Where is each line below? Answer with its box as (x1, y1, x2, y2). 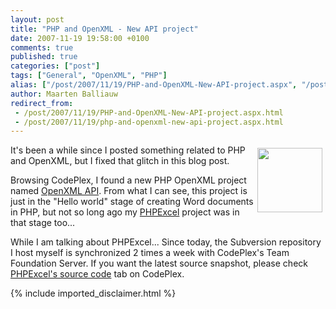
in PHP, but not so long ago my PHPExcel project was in (10, 206, 240, 218)
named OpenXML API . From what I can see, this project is (10, 185, 248, 197)
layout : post (10, 14, 65, 25)
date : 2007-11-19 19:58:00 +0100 (10, 33, 150, 43)
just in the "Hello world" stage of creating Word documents (10, 196, 254, 208)
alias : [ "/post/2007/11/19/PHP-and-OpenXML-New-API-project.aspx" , (10, 80, 298, 90)
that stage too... (10, 217, 76, 229)
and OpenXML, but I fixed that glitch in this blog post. (10, 155, 230, 167)
